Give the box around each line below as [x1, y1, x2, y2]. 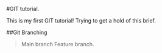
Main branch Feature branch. [21, 41, 94, 48]
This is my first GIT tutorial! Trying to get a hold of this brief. [6, 17, 157, 24]
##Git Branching [6, 29, 48, 36]
